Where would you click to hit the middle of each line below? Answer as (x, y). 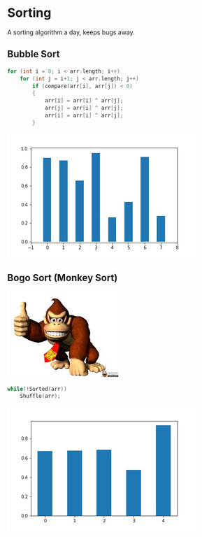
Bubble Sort (34, 54)
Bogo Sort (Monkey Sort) (63, 278)
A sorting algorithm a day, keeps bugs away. (71, 32)
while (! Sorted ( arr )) (37, 389)
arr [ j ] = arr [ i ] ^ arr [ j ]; (84, 108)
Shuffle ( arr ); (40, 396)
